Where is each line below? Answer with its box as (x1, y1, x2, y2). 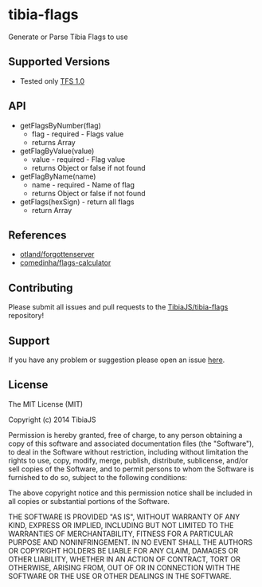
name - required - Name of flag (31, 179, 135, 189)
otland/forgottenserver (19, 250, 95, 259)
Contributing (8, 281, 73, 294)
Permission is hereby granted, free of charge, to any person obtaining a (8, 430, 243, 439)
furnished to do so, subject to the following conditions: (8, 472, 187, 482)
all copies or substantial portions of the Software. (8, 496, 170, 506)
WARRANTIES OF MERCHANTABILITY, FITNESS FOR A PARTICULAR (8, 529, 233, 538)
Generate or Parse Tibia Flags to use (8, 32, 129, 41)
